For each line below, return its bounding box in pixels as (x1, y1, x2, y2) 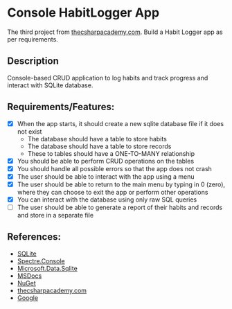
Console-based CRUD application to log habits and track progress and (7, 73, 208, 82)
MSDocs (17, 272, 42, 280)
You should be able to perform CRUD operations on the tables (17, 157, 195, 165)
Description (7, 55, 59, 67)
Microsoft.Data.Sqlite (17, 264, 78, 272)
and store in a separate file (17, 211, 94, 219)
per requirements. (7, 35, 59, 43)
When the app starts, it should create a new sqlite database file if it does (17, 119, 224, 127)
